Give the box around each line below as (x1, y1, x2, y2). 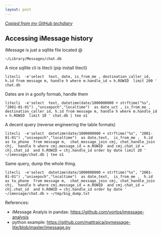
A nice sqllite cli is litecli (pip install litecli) (5, 65, 87, 71)
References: (5, 200, 29, 206)
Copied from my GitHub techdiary (5, 20, 73, 26)
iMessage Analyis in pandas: (12, 209, 69, 215)
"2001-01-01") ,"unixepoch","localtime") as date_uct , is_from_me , (5, 105, 151, 110)
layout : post (5, 7, 32, 12)
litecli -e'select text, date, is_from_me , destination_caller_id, (5, 74, 151, 79)
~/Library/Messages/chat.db (5, 57, 62, 61)
